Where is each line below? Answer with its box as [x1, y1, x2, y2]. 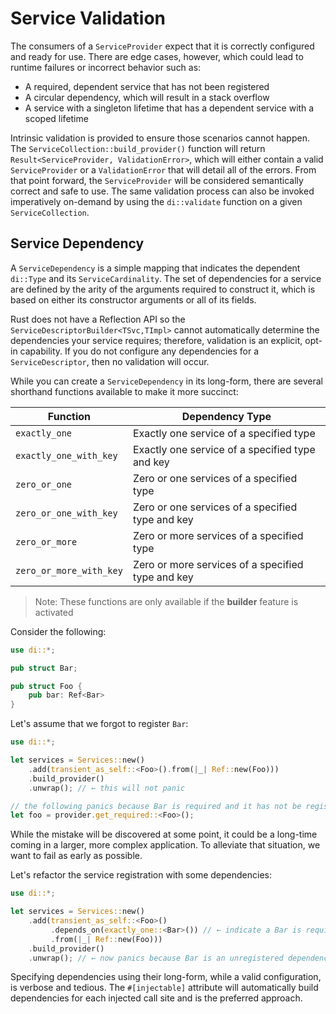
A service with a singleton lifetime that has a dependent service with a [24, 102, 315, 114]
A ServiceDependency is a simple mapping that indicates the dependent [10, 262, 301, 274]
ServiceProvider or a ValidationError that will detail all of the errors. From [10, 163, 317, 176]
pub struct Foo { [10, 681, 83, 691]
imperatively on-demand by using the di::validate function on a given [10, 195, 303, 207]
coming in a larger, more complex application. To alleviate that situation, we [10, 839, 321, 851]
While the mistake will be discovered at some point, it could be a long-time [10, 828, 318, 841]
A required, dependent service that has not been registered [24, 80, 270, 92]
